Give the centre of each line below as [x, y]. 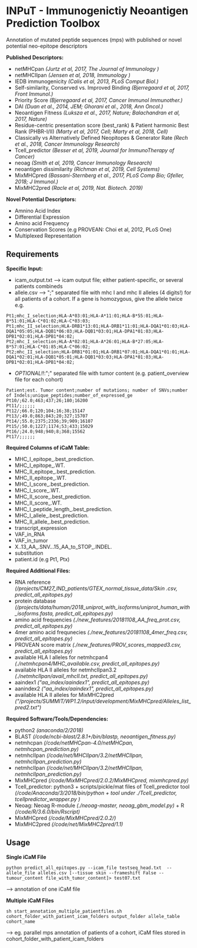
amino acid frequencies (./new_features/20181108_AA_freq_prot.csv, [98, 620]
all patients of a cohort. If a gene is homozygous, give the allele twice [98, 298]
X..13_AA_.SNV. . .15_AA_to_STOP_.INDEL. [63, 547]
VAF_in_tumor [31, 540]
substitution [29, 553]
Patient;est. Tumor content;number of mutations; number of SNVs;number [97, 390]
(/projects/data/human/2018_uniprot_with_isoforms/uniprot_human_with [102, 607]
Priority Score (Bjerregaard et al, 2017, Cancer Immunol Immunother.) [98, 100]
